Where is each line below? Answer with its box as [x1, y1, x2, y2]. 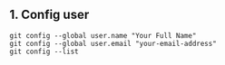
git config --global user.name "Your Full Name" [9, 31, 197, 40]
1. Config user [9, 7, 90, 23]
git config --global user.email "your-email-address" [9, 39, 218, 48]
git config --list [9, 47, 79, 56]
